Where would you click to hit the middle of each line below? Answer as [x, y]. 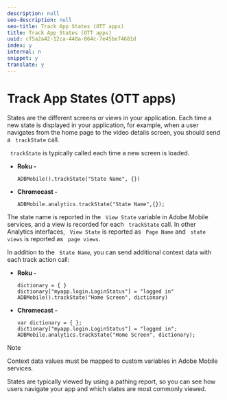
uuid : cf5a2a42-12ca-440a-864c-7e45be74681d [72, 39]
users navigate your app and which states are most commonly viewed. [107, 388]
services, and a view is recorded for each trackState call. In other [102, 224]
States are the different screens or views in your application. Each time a [109, 118]
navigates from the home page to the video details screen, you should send [114, 132]
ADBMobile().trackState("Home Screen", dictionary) [92, 297]
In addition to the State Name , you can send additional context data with [109, 252]
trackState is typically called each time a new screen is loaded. [100, 153]
